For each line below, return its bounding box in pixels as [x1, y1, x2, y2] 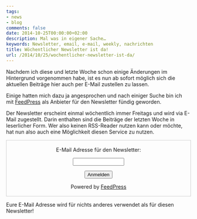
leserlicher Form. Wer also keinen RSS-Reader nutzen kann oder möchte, [6, 122, 183, 129]
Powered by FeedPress [70, 183, 127, 190]
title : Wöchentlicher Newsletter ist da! [6, 47, 109, 53]
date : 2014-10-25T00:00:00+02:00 [6, 30, 88, 36]
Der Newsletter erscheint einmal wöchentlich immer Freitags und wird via [6, 109, 184, 117]
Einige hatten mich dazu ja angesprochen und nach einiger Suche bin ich [6, 92, 183, 99]
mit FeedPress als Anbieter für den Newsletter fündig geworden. [6, 98, 162, 105]
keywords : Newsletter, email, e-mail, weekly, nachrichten [6, 42, 154, 47]
